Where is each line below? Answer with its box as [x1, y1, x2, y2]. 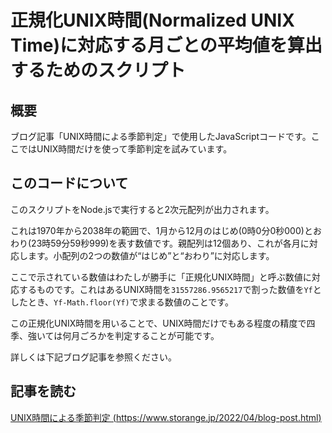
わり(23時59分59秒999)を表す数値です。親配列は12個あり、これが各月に [10, 237, 310, 249]
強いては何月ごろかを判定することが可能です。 [27, 329, 220, 341]
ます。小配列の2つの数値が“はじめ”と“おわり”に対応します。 [27, 249, 275, 261]
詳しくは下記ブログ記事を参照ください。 [10, 351, 177, 363]
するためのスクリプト [10, 59, 187, 82]
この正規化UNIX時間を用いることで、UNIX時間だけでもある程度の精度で [10, 317, 307, 329]
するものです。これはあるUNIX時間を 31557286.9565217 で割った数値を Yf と [18, 283, 322, 295]
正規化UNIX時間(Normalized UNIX [10, 9, 295, 32]
